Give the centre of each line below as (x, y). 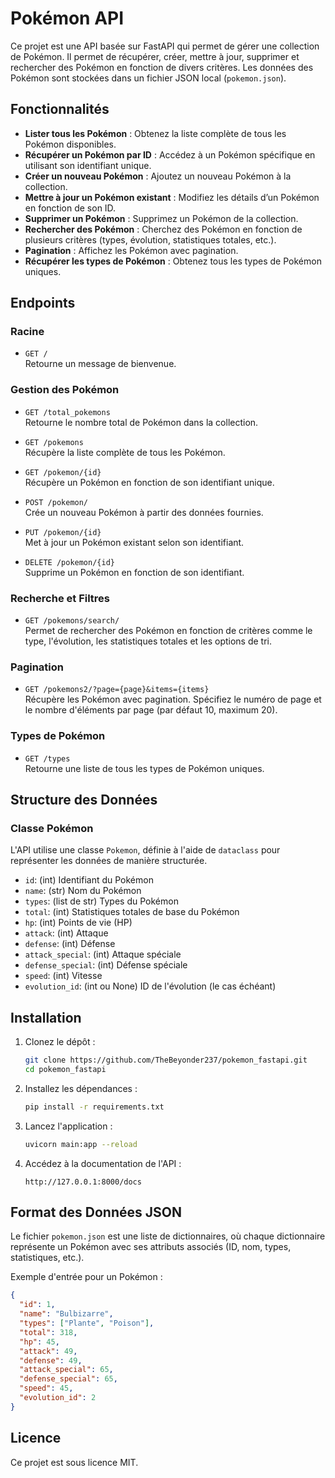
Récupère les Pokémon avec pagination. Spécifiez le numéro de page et (173, 699)
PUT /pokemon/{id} (63, 532)
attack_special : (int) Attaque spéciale (103, 954)
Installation (46, 1017)
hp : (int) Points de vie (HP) (78, 923)
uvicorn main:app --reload (81, 1144)
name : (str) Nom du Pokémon (83, 891)
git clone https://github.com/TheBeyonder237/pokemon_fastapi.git (166, 1060)
